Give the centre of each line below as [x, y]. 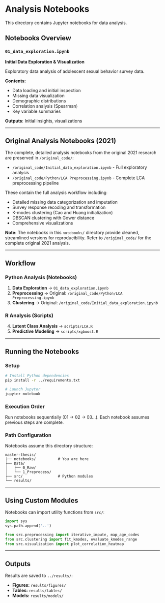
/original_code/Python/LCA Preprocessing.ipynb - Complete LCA [78, 178]
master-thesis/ [21, 455]
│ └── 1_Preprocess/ [28, 472]
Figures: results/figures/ [39, 585]
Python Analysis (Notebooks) [41, 277]
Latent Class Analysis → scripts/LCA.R [53, 326]
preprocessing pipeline [35, 183]
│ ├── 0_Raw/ [21, 468]
